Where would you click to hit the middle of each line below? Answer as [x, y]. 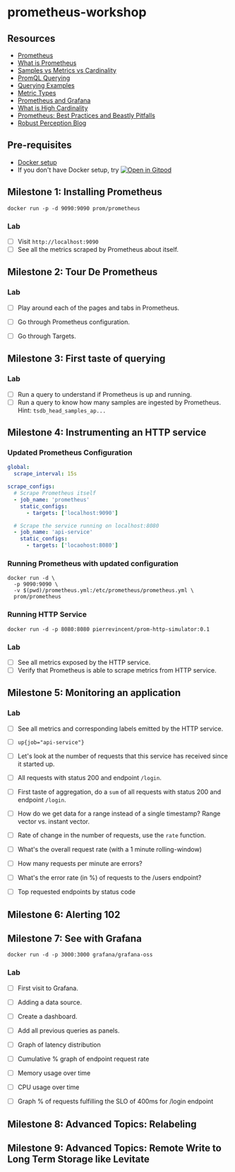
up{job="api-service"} [51, 742]
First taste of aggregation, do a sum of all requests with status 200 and [119, 791]
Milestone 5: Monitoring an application [94, 693]
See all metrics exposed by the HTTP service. [84, 662]
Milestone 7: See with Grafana [75, 938]
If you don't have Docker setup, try [68, 170]
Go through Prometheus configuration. [74, 322]
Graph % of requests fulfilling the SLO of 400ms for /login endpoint [115, 1101]
